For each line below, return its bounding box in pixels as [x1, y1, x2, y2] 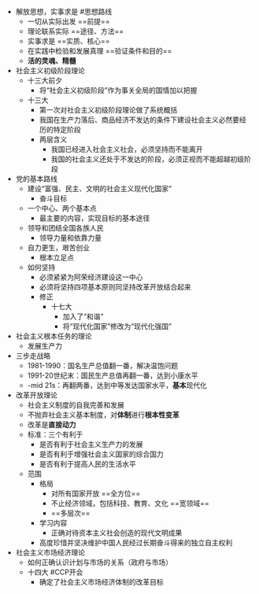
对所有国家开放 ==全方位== [50, 489, 141, 498]
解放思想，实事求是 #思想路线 [15, 7, 113, 16]
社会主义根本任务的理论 [15, 331, 92, 341]
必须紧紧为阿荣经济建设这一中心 [39, 272, 143, 282]
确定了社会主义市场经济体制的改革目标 [39, 577, 164, 586]
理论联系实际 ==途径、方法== [27, 27, 124, 35]
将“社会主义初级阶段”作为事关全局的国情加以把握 [39, 86, 198, 94]
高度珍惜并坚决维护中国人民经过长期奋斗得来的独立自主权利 [39, 538, 233, 547]
